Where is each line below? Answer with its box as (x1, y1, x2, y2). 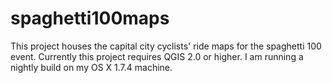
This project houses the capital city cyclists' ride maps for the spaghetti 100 (10, 40, 322, 52)
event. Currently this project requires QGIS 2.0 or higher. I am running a (10, 50, 304, 62)
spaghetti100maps (10, 7, 170, 30)
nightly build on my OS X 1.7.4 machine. (10, 61, 173, 73)
